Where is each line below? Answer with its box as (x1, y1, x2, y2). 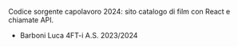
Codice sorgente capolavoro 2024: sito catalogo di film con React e (8, 7, 231, 16)
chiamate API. (8, 15, 54, 25)
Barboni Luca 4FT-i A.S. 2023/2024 (19, 31, 138, 40)
